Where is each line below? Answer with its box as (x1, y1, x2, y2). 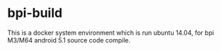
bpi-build (7, 5, 62, 21)
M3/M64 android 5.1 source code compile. (7, 35, 131, 44)
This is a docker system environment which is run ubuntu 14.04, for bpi (7, 28, 215, 37)
